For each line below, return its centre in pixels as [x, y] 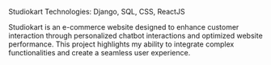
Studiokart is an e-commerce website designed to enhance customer [124, 27]
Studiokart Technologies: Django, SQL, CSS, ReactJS [97, 12]
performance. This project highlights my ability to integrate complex [121, 44]
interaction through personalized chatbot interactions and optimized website [135, 36]
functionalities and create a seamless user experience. [100, 53]
